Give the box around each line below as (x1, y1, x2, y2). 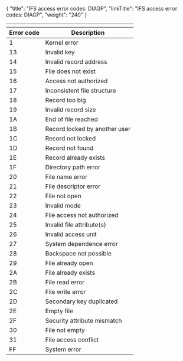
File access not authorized (45, 211, 119, 219)
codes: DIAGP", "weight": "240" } (6, 11, 87, 18)
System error (45, 345, 81, 353)
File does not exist (45, 67, 96, 76)
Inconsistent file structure (45, 87, 116, 94)
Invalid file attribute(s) (45, 221, 106, 229)
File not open (45, 192, 81, 200)
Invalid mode (45, 202, 81, 209)
